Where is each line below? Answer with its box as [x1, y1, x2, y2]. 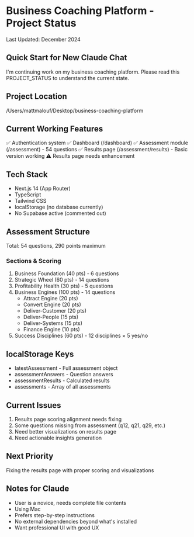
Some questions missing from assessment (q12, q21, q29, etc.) [14, 422, 165, 429]
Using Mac [14, 505, 41, 512]
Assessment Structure [6, 227, 91, 237]
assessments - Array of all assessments [14, 383, 111, 390]
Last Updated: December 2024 [6, 36, 81, 43]
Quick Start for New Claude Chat [6, 53, 127, 63]
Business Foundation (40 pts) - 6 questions [14, 270, 119, 277]
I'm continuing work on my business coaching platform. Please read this [6, 68, 180, 75]
